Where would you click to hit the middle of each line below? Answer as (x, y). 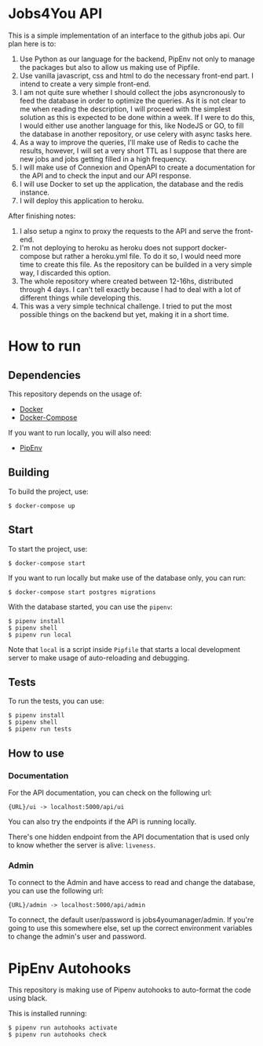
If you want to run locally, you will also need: (80, 432)
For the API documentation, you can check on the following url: (110, 793)
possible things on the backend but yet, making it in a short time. (124, 314)
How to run (45, 346)
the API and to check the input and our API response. (105, 175)
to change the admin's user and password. (77, 937)
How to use (36, 753)
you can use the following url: (56, 891)
